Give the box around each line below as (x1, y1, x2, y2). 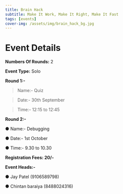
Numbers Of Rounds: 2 (5, 59, 54, 65)
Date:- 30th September (17, 97, 65, 103)
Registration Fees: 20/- (5, 154, 54, 161)
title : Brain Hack (5, 7, 43, 12)
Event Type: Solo (5, 68, 41, 74)
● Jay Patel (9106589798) (5, 174, 60, 180)
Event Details (5, 43, 61, 53)
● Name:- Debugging (5, 126, 50, 132)
